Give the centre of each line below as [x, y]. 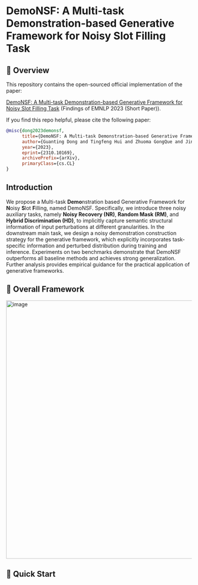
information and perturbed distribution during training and [97, 246]
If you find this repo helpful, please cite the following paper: [79, 120]
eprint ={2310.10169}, [48, 153]
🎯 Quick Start [31, 574]
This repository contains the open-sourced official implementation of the [94, 84]
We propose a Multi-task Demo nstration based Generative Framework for [95, 201]
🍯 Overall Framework [45, 290]
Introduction [29, 187]
